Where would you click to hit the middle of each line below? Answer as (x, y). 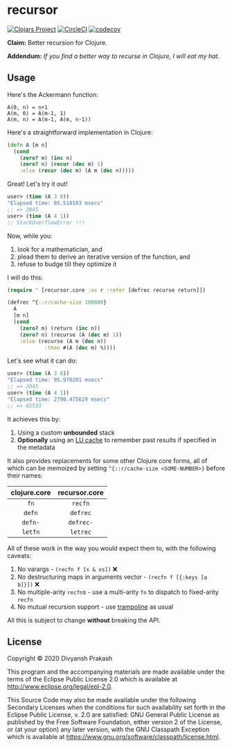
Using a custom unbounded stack (66, 433)
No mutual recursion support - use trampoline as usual (95, 607)
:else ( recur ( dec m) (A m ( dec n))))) (77, 171)
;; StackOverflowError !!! (46, 223)
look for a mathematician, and (60, 249)
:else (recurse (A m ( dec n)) (63, 341)
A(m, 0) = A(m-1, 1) (37, 113)
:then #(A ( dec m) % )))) (80, 348)
